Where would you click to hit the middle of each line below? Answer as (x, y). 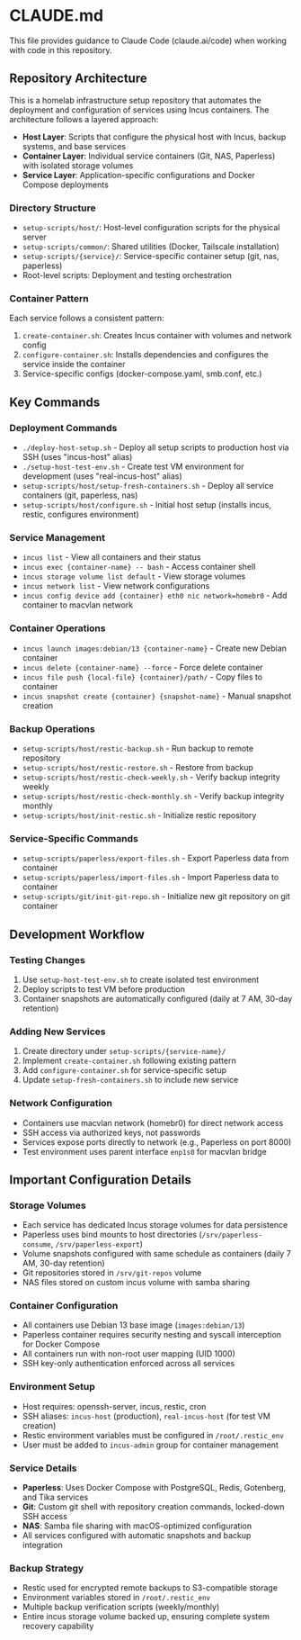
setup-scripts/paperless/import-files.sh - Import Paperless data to (150, 878)
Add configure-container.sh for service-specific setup (124, 1070)
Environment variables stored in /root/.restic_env (116, 1598)
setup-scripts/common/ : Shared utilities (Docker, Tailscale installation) (151, 247)
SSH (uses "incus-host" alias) (77, 457)
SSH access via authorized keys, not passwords (111, 1132)
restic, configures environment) (80, 515)
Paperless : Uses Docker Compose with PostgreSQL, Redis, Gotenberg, (154, 1488)
